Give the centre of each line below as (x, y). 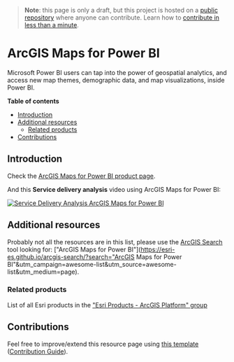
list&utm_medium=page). (43, 272)
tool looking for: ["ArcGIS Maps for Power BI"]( (74, 249)
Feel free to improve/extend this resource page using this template (103, 344)
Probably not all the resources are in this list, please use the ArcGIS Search (115, 242)
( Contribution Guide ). (38, 351)
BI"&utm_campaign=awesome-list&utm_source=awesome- (92, 264)
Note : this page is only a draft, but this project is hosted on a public (121, 10)
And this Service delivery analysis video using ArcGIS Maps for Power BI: (114, 189)
